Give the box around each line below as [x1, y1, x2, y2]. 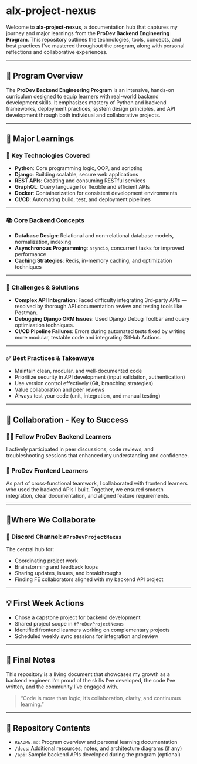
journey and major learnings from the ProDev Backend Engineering [6, 29, 170, 36]
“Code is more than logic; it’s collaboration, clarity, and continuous [20, 694, 181, 701]
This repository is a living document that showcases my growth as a [6, 670, 170, 678]
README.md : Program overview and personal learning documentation [14, 739, 178, 746]
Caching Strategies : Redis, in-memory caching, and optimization [14, 257, 172, 264]
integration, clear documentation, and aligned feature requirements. [6, 493, 170, 500]
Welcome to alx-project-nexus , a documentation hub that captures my [6, 23, 178, 30]
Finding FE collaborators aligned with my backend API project [14, 576, 164, 583]
